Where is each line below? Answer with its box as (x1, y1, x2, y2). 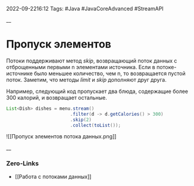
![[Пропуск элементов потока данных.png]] (6, 133, 117, 140)
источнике (6, 70, 33, 77)
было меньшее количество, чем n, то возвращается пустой (33, 70, 186, 77)
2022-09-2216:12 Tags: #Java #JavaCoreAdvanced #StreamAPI (6, 5, 164, 12)
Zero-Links (6, 159, 39, 168)
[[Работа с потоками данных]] (14, 173, 92, 180)
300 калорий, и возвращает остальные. (6, 94, 107, 101)
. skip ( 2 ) (70, 116, 92, 123)
